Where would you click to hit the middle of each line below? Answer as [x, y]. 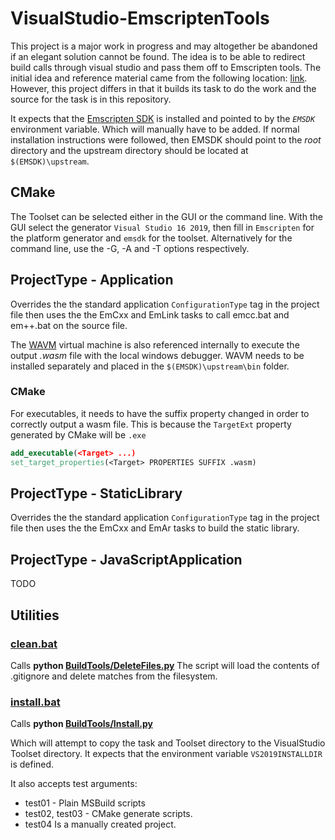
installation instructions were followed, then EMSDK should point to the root [166, 139]
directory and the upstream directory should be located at [129, 150]
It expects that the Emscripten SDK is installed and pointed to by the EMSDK [163, 118]
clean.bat [34, 644]
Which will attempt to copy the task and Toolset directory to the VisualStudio [168, 743]
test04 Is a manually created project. [100, 824]
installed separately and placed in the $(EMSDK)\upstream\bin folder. [150, 366]
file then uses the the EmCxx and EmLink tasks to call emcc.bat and [150, 314]
